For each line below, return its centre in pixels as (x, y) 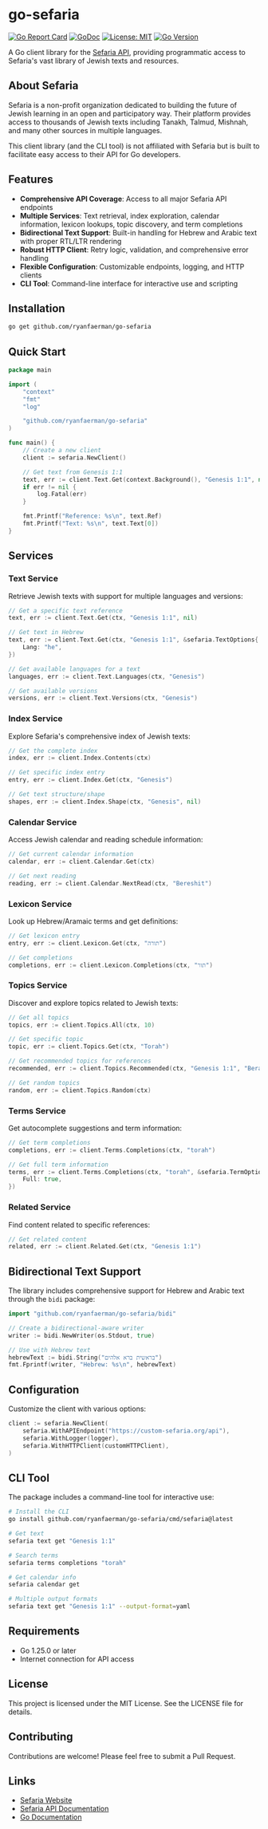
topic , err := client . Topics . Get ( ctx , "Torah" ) (89, 1047)
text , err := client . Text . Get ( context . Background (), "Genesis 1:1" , (139, 479)
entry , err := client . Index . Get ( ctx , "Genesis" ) (91, 780)
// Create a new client (62, 451)
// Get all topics (39, 1017)
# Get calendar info (43, 1577)
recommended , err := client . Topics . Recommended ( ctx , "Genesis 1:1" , (124, 1069)
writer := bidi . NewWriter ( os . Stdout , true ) (82, 1335)
